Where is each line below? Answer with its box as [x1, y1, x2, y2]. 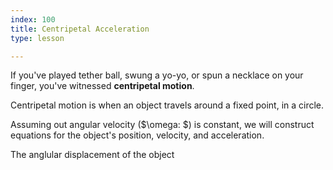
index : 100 [10, 14, 56, 25]
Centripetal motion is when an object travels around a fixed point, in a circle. [10, 99, 325, 111]
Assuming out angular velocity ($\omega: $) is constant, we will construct [10, 119, 315, 131]
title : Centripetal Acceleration [10, 24, 150, 34]
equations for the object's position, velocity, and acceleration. [10, 129, 265, 141]
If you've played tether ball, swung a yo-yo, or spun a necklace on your [10, 69, 304, 81]
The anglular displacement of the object [10, 149, 175, 161]
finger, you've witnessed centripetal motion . [10, 80, 195, 92]
